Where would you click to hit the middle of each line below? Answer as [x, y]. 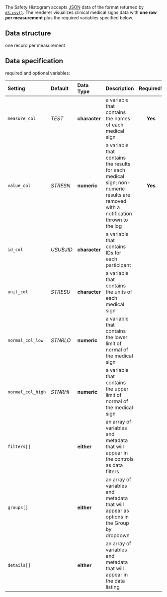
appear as [117, 511]
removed [116, 201]
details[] [19, 565]
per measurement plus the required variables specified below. [69, 18]
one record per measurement [35, 45]
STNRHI [60, 392]
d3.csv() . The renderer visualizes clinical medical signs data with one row [81, 12]
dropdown [118, 535]
